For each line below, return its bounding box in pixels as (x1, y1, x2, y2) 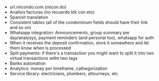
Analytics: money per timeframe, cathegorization (9, 66, 108, 71)
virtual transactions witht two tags (9, 55, 78, 61)
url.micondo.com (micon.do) (9, 4, 67, 10)
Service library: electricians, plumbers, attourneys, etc (9, 71, 118, 76)
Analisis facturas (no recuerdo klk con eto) (9, 9, 95, 15)
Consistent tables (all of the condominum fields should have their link (9, 19, 148, 25)
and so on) (9, 25, 32, 30)
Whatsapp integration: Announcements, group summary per (9, 30, 130, 35)
